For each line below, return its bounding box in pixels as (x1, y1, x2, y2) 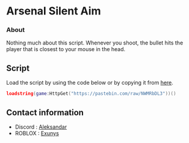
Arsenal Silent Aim (6, 4, 101, 18)
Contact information (6, 107, 84, 118)
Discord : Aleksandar (14, 123, 67, 130)
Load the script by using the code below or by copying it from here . (6, 79, 173, 87)
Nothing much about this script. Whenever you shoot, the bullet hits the (6, 39, 184, 46)
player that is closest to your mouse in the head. (6, 46, 126, 53)
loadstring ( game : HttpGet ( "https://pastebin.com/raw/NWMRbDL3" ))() (6, 91, 176, 97)
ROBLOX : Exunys (14, 129, 59, 136)
